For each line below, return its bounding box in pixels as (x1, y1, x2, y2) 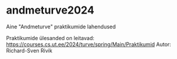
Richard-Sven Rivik (6, 47, 53, 54)
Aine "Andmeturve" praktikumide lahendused (6, 23, 116, 30)
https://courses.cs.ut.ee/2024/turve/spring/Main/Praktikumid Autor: (6, 41, 171, 48)
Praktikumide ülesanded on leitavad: (6, 34, 94, 41)
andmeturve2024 (6, 4, 94, 17)
